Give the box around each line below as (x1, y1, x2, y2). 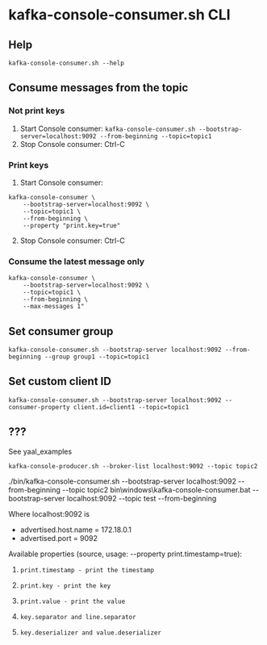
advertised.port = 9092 (19, 533, 98, 542)
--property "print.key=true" (23, 221, 121, 229)
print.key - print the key (19, 581, 111, 590)
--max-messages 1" (23, 303, 85, 311)
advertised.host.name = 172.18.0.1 (19, 525, 131, 534)
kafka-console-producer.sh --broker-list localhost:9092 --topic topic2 (8, 462, 258, 470)
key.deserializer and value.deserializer (19, 628, 161, 637)
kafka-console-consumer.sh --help (8, 59, 125, 67)
